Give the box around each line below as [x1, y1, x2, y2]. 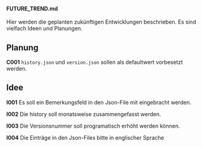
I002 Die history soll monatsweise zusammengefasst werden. [6, 110, 161, 118]
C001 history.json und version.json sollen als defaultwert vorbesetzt [6, 58, 183, 66]
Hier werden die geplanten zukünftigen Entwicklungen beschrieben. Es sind [6, 18, 197, 26]
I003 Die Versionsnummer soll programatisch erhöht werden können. [6, 122, 181, 129]
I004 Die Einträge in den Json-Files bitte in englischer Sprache [6, 134, 164, 141]
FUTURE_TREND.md [6, 5, 58, 12]
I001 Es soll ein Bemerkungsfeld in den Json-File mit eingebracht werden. [6, 98, 192, 106]
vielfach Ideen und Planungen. [6, 25, 83, 32]
